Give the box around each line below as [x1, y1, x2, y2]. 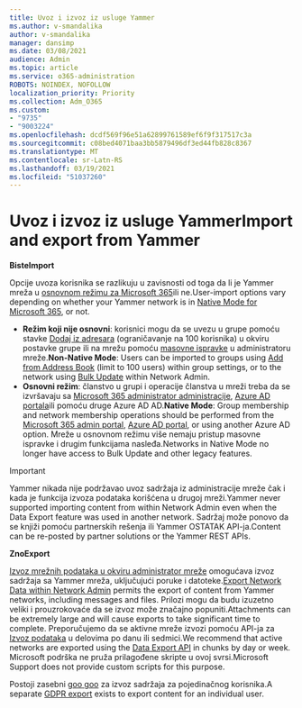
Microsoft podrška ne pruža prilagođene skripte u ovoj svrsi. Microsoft [9, 652, 269, 663]
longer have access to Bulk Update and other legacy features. [22, 448, 252, 459]
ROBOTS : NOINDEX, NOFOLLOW [9, 80, 111, 89]
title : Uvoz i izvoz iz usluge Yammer [9, 13, 155, 23]
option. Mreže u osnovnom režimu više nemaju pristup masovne [22, 429, 261, 440]
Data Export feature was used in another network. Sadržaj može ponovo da [9, 512, 289, 522]
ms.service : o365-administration [9, 72, 135, 81]
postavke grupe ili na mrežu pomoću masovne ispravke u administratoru [22, 343, 291, 354]
